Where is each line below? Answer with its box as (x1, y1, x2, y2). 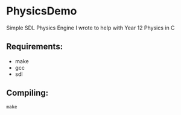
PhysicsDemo (6, 4, 77, 18)
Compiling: (6, 88, 49, 98)
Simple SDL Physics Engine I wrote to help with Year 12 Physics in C (6, 24, 175, 31)
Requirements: (6, 42, 63, 52)
